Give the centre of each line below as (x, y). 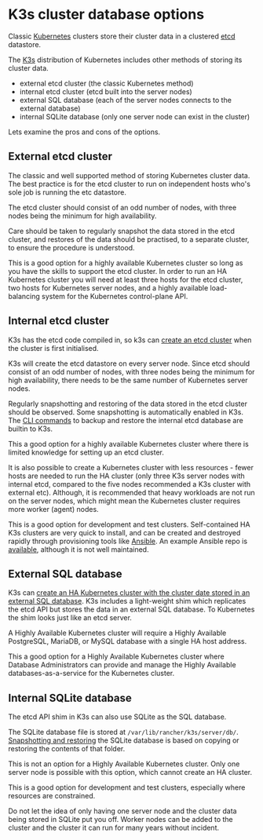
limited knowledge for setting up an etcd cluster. (86, 452)
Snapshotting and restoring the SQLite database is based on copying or (124, 740)
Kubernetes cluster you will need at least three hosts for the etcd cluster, (126, 279)
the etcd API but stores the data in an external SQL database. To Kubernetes (131, 609)
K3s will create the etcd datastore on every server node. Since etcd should (129, 363)
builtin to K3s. (31, 429)
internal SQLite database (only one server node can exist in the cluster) (135, 116)
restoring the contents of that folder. (67, 749)
